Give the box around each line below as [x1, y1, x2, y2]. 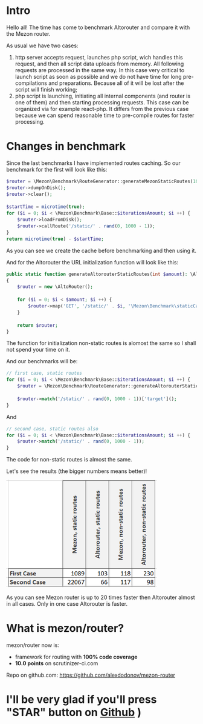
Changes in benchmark [6, 139, 126, 153]
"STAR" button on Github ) [6, 706, 142, 719]
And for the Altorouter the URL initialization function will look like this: [6, 258, 179, 266]
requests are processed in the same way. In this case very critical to [14, 66, 185, 73]
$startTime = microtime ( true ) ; [6, 204, 85, 210]
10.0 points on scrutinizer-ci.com [14, 660, 98, 667]
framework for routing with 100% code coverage [14, 653, 138, 661]
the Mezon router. [6, 30, 51, 37]
